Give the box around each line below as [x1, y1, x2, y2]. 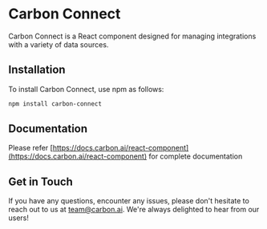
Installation [8, 63, 66, 77]
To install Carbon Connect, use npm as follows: [8, 84, 164, 94]
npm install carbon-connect [8, 99, 103, 108]
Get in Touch [8, 175, 74, 188]
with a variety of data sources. [8, 39, 109, 49]
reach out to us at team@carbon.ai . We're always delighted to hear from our [8, 205, 260, 215]
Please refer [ [8, 143, 54, 153]
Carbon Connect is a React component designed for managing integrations [8, 31, 257, 41]
